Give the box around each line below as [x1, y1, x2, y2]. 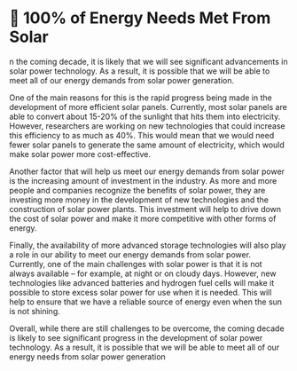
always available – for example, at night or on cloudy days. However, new [9, 268, 277, 279]
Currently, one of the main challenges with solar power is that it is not [9, 258, 263, 269]
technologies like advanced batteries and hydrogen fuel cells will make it [9, 277, 275, 288]
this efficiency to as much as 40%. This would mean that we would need [9, 130, 275, 140]
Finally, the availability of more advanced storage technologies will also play [9, 240, 286, 250]
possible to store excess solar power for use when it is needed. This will [9, 287, 272, 297]
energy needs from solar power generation [9, 351, 166, 362]
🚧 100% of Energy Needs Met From [9, 8, 271, 28]
